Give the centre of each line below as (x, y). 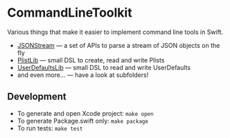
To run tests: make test (50, 128)
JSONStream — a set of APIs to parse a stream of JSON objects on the (118, 45)
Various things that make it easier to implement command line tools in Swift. (115, 32)
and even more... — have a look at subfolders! (83, 75)
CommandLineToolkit (70, 13)
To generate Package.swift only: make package (83, 121)
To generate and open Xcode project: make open (85, 113)
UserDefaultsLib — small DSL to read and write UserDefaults (104, 67)
